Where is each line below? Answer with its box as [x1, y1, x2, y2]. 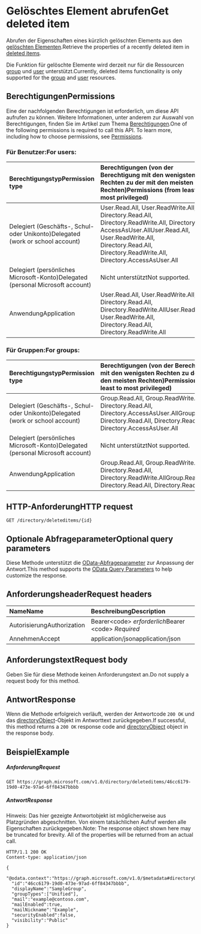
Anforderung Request [6, 764, 60, 771]
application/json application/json [90, 634, 181, 643]
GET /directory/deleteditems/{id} [6, 517, 93, 523]
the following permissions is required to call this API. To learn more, [6, 126, 172, 133]
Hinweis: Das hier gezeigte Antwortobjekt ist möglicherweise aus [6, 812, 166, 819]
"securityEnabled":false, [11, 912, 77, 918]
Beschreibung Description [90, 607, 166, 615]
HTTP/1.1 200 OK [6, 849, 47, 855]
